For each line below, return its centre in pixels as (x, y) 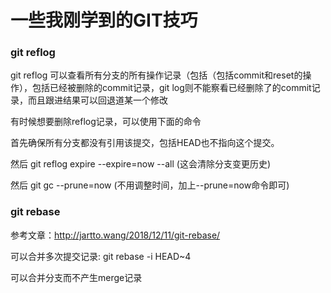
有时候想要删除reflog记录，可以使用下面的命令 (106, 122)
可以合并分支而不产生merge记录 (76, 277)
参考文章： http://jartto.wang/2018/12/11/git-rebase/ (115, 235)
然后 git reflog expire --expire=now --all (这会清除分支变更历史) (140, 164)
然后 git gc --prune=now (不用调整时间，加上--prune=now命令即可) (150, 185)
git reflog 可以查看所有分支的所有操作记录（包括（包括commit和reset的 (156, 75)
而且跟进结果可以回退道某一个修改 (97, 100)
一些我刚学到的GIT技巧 (104, 20)
